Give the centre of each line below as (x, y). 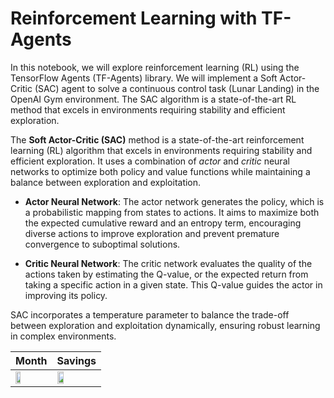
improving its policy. (66, 295)
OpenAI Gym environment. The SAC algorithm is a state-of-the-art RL (153, 99)
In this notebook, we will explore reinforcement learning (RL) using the (155, 67)
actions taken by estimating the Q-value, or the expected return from (166, 274)
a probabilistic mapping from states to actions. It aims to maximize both (172, 212)
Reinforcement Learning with (134, 18)
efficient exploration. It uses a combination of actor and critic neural (150, 161)
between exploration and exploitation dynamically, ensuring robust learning (165, 325)
